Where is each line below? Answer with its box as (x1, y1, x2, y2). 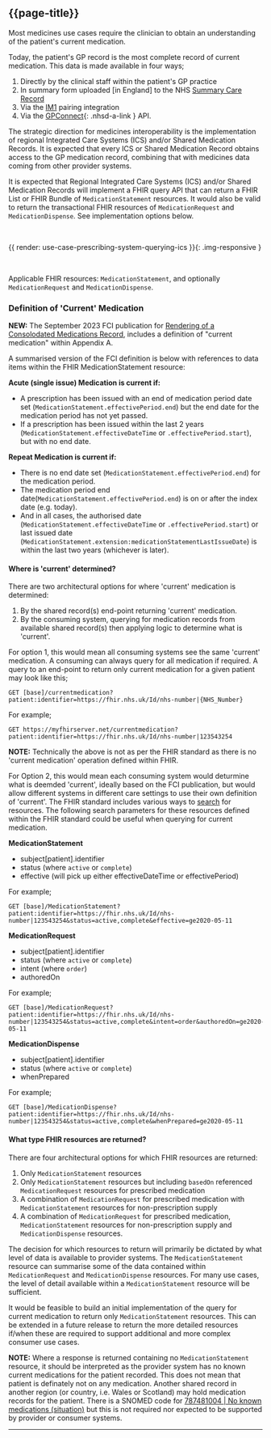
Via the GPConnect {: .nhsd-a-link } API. (19, 111, 152, 121)
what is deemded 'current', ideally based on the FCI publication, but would (8, 780, 256, 789)
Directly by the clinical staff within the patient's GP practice (19, 76, 218, 86)
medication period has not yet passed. (19, 411, 148, 421)
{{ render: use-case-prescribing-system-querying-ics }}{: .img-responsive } (8, 242, 262, 252)
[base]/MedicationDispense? (23, 1103, 117, 1111)
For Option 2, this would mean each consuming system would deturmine (8, 772, 250, 781)
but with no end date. (19, 437, 91, 446)
